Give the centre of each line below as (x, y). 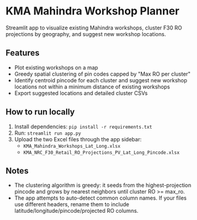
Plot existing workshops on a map (56, 67)
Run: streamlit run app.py (48, 133)
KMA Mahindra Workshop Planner (92, 11)
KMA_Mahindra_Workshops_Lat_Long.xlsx (72, 146)
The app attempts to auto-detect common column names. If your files (100, 198)
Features (23, 53)
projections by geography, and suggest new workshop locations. (86, 34)
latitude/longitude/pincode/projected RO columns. (76, 211)
